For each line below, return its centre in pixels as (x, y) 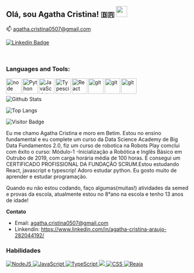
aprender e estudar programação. (47, 177)
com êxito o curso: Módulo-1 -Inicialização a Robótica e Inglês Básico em (94, 152)
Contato (16, 212)
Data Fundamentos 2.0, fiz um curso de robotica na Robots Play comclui (93, 146)
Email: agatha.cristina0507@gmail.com (61, 223)
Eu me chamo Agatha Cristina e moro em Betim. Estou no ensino (84, 133)
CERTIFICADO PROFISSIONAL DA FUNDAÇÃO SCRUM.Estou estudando (93, 164)
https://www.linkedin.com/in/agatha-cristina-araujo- (104, 229)
